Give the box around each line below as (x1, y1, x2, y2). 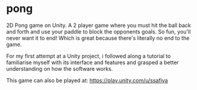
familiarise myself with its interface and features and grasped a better (6, 59, 179, 66)
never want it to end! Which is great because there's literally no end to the (6, 34, 190, 41)
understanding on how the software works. (6, 65, 113, 72)
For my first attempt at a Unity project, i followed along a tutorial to (6, 52, 171, 59)
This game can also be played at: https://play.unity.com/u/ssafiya (6, 77, 168, 84)
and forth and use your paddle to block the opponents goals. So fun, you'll (6, 28, 191, 35)
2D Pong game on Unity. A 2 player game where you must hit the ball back (6, 22, 192, 29)
